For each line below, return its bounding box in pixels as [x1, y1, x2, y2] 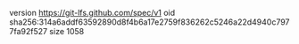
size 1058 [48, 26, 85, 36]
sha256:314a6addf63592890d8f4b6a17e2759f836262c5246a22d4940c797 [9, 17, 290, 27]
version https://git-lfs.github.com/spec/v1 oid [9, 8, 176, 18]
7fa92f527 [9, 26, 47, 36]
